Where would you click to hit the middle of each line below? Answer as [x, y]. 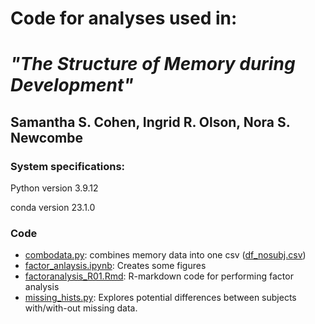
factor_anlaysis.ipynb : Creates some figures [115, 266]
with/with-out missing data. [81, 308]
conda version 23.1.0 [53, 208]
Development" [72, 85]
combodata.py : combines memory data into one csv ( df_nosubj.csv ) [165, 255]
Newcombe [46, 137]
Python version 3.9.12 [54, 188]
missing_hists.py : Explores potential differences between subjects [160, 298]
